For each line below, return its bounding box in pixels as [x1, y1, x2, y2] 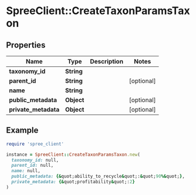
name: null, [11, 168, 41, 174]
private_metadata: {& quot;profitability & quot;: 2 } [11, 179, 135, 185]
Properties [6, 40, 46, 50]
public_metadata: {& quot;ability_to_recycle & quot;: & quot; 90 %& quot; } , [11, 173, 185, 180]
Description [90, 58, 124, 65]
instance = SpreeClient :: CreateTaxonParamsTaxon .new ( [6, 152, 141, 157]
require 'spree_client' [6, 141, 65, 147]
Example [6, 125, 39, 136]
